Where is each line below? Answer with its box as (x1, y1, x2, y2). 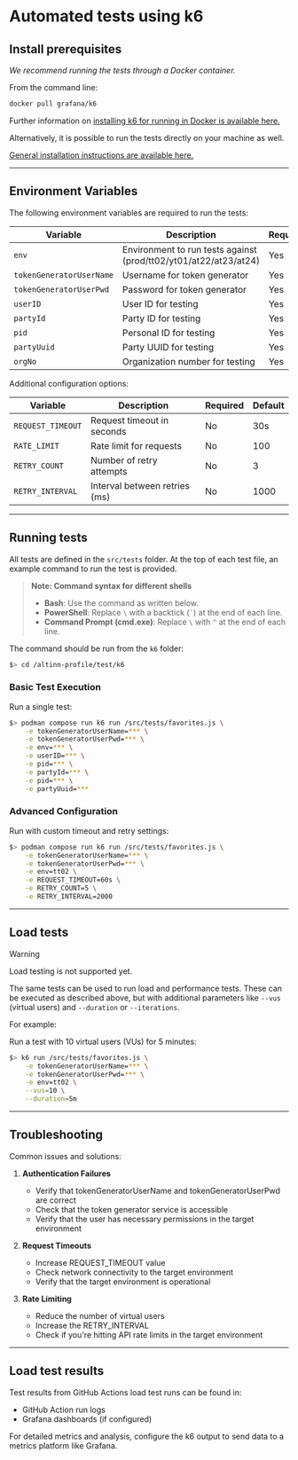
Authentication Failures (21, 1168, 111, 1179)
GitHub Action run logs (21, 1404, 106, 1415)
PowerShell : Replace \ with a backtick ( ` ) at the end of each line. (43, 607, 283, 617)
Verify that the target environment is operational (35, 1276, 211, 1287)
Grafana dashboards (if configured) (21, 1413, 153, 1425)
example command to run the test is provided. (9, 563, 177, 574)
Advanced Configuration (9, 805, 118, 818)
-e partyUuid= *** (25, 784, 90, 793)
